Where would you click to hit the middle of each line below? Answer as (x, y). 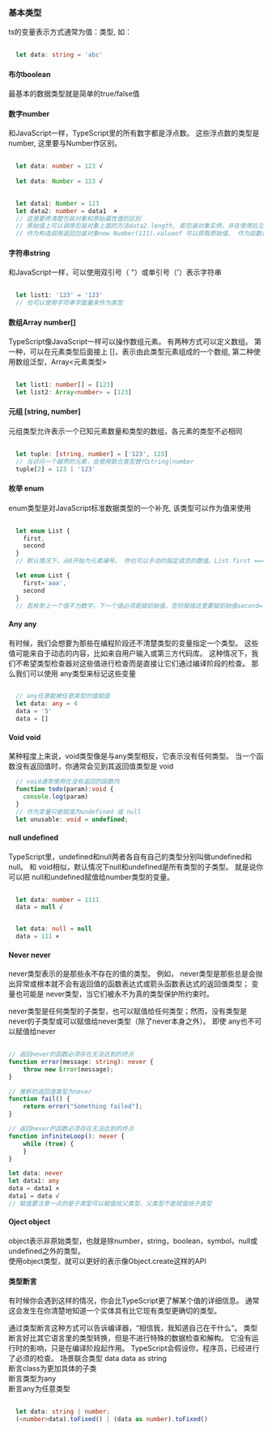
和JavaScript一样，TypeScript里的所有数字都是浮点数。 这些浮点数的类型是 (134, 133)
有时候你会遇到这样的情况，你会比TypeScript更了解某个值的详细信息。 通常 (134, 1300)
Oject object (30, 1222)
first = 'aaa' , (45, 583)
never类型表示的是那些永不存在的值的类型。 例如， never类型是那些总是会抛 (136, 974)
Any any (23, 623)
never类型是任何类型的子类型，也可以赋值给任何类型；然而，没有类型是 (128, 1011)
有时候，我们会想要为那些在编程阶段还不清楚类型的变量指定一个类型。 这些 (134, 643)
